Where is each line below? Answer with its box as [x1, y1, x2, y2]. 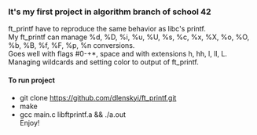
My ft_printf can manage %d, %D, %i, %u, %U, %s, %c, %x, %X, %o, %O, [8, 32, 250, 42]
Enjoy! [19, 118, 40, 127]
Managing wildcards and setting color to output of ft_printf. [8, 57, 199, 67]
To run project [8, 75, 55, 85]
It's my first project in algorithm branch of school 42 [8, 6, 211, 17]
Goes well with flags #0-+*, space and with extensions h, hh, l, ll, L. [8, 49, 228, 59]
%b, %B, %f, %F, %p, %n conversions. [8, 41, 135, 50]
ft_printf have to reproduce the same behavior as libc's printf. [8, 24, 206, 34]
